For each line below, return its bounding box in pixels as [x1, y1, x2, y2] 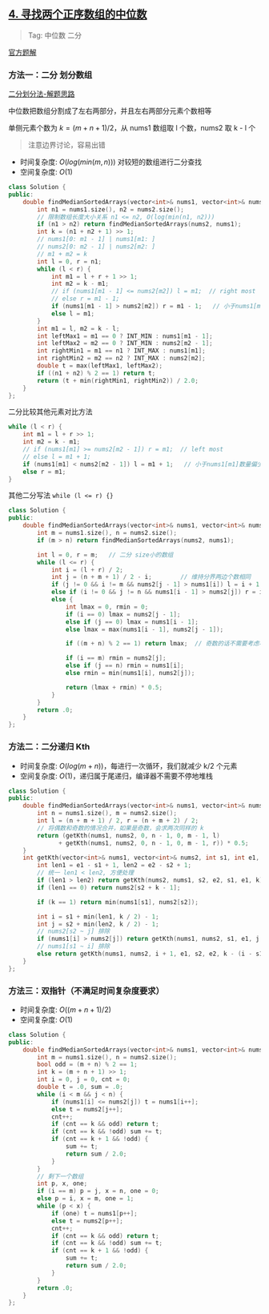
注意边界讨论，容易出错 [27, 140, 106, 150]
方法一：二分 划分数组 [8, 69, 93, 80]
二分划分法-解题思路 [8, 89, 75, 98]
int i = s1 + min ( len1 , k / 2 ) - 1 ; [37, 912, 159, 921]
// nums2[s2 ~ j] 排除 [37, 927, 110, 935]
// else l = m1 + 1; [22, 452, 91, 460]
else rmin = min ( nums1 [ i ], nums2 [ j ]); [65, 669, 195, 677]
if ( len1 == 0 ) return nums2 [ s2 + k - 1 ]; [37, 883, 181, 891]
